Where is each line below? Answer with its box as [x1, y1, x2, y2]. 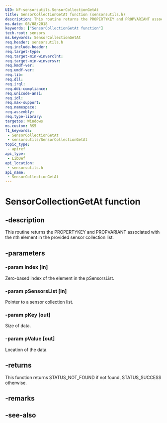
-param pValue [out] [5, 335, 55, 342]
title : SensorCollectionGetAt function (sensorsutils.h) [5, 12, 126, 17]
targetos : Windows [5, 118, 43, 124]
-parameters [5, 249, 45, 257]
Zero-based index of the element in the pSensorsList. [5, 275, 114, 281]
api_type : [5, 151, 26, 156]
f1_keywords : [5, 128, 32, 133]
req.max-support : [5, 100, 41, 105]
